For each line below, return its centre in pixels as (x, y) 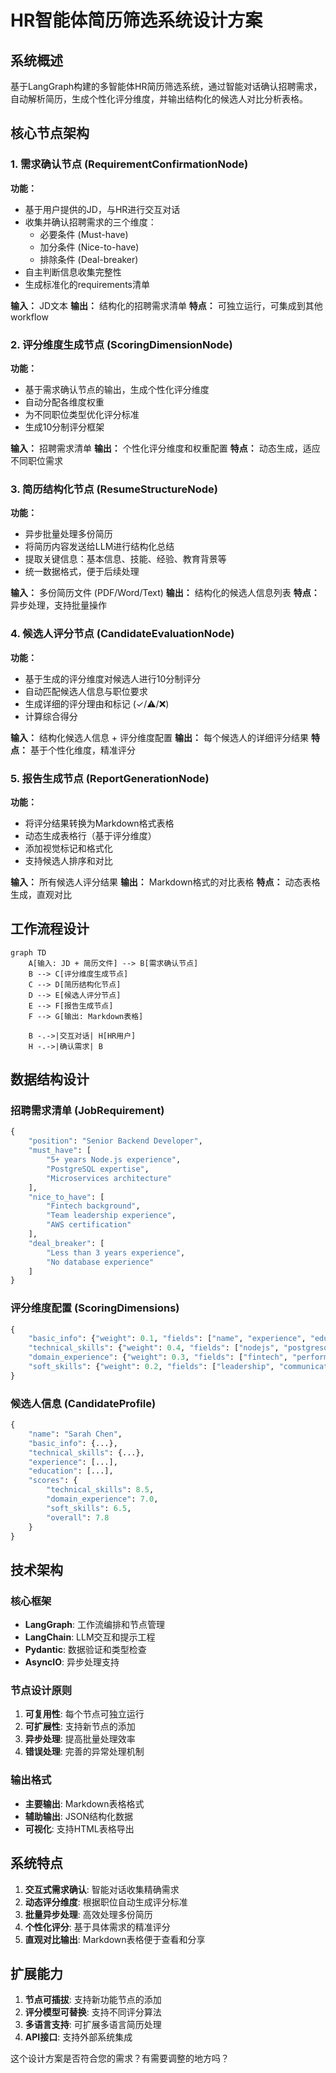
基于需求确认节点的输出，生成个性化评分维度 (117, 389)
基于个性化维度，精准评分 (82, 750)
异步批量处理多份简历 (68, 534)
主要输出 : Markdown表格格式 (84, 1803)
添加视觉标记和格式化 (68, 848)
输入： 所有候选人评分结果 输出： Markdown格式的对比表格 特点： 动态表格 (165, 882)
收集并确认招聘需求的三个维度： (90, 222)
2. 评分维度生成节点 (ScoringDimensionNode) (121, 344)
